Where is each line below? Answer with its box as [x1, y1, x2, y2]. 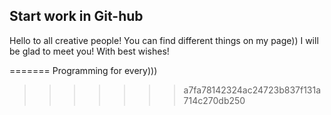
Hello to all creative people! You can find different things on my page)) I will [9, 34, 319, 46]
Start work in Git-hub [9, 8, 144, 25]
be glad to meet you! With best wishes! [9, 45, 170, 57]
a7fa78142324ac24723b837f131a [183, 84, 322, 96]
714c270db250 [183, 94, 246, 106]
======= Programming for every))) [9, 64, 158, 76]
